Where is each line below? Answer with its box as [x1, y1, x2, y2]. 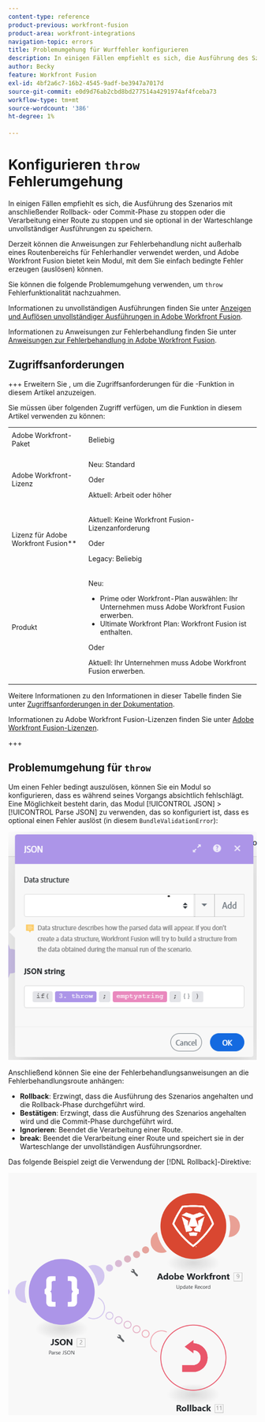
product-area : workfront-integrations [8, 29, 136, 37]
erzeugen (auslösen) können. [8, 264, 104, 274]
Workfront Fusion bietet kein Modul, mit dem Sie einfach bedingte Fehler [8, 256, 244, 265]
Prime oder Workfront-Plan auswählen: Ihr [99, 594, 238, 604]
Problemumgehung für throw [8, 762, 151, 775]
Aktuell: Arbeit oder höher [88, 490, 172, 500]
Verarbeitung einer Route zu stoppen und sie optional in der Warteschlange [8, 215, 253, 225]
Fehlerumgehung [8, 173, 124, 191]
